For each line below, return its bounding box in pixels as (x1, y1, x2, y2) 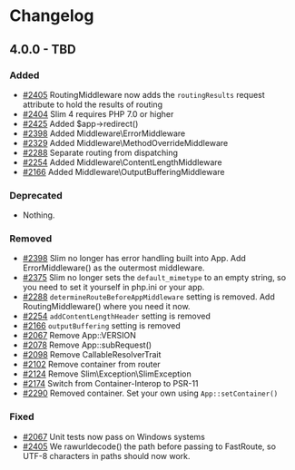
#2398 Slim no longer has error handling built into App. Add (22, 253, 247, 264)
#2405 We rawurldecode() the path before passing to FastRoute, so (22, 441, 277, 452)
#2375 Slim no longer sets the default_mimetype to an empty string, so (22, 272, 287, 283)
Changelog (9, 5, 94, 26)
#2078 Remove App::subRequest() (22, 339, 152, 350)
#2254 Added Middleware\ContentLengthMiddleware (22, 156, 222, 168)
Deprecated (9, 189, 64, 201)
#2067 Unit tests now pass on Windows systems (22, 431, 206, 442)
